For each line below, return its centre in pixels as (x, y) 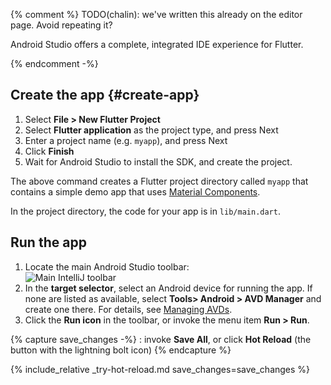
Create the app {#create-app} (105, 95)
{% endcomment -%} (54, 63)
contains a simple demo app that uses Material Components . (135, 191)
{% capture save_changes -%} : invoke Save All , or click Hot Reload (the (161, 339)
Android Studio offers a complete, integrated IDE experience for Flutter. (157, 44)
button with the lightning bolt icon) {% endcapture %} (121, 350)
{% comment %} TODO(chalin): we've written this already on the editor (156, 14)
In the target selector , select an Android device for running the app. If (168, 288)
